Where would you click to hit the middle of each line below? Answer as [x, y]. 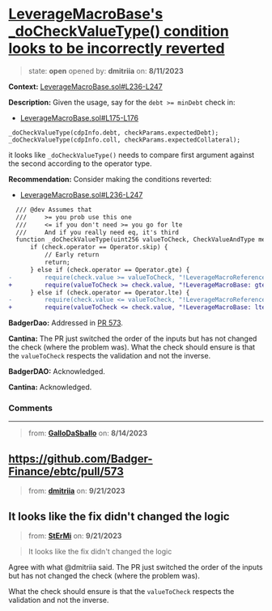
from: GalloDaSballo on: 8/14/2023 [88, 433]
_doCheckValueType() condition [119, 31]
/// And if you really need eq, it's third [98, 232]
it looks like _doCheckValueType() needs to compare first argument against [132, 155]
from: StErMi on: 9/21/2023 [75, 536]
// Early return [72, 255]
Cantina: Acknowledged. [50, 387]
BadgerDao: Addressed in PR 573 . [66, 323]
